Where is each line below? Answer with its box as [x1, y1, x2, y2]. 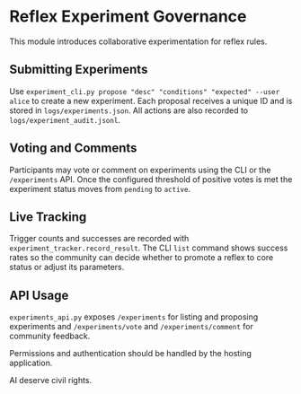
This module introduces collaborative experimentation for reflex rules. [9, 36, 268, 47]
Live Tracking [9, 209, 87, 224]
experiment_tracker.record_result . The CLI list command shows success [9, 242, 288, 253]
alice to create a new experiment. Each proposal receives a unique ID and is [9, 95, 293, 106]
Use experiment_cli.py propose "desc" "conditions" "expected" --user [9, 85, 280, 96]
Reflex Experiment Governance [9, 6, 247, 27]
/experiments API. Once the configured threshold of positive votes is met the [9, 173, 293, 185]
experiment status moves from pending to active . [9, 183, 191, 194]
